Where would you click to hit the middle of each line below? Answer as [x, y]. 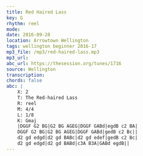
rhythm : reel [23, 23]
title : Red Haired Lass [37, 12]
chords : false [24, 80]
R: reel [27, 103]
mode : [13, 29]
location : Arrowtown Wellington [47, 41]
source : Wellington [31, 69]
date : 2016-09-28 [28, 35]
